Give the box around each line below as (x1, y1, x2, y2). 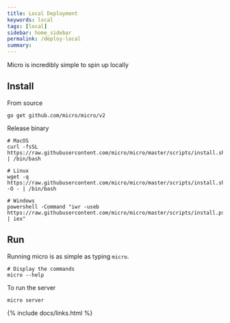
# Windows (7, 197, 36, 204)
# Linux (7, 167, 29, 174)
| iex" (7, 215, 26, 222)
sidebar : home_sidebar (7, 29, 72, 36)
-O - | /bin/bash (7, 185, 57, 192)
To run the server (7, 283, 56, 291)
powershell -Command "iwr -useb (7, 203, 99, 210)
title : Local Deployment (7, 10, 78, 17)
